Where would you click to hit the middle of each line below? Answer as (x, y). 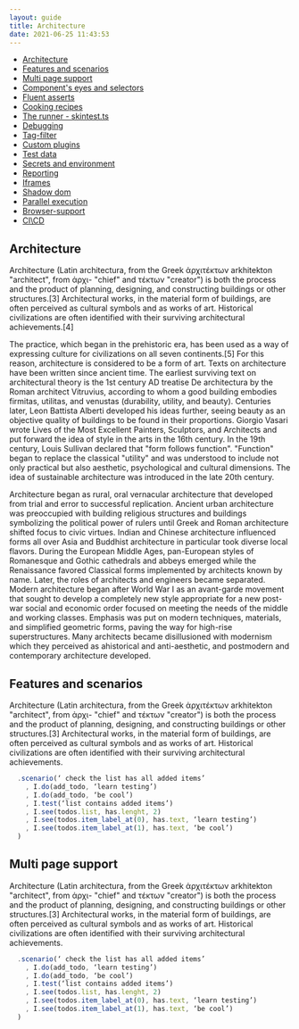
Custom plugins (51, 145)
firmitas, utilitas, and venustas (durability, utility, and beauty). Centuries (140, 402)
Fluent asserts (48, 97)
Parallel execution (55, 202)
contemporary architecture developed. (80, 656)
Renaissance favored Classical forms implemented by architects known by (146, 570)
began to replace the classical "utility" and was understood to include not (144, 458)
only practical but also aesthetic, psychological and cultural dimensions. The (150, 468)
